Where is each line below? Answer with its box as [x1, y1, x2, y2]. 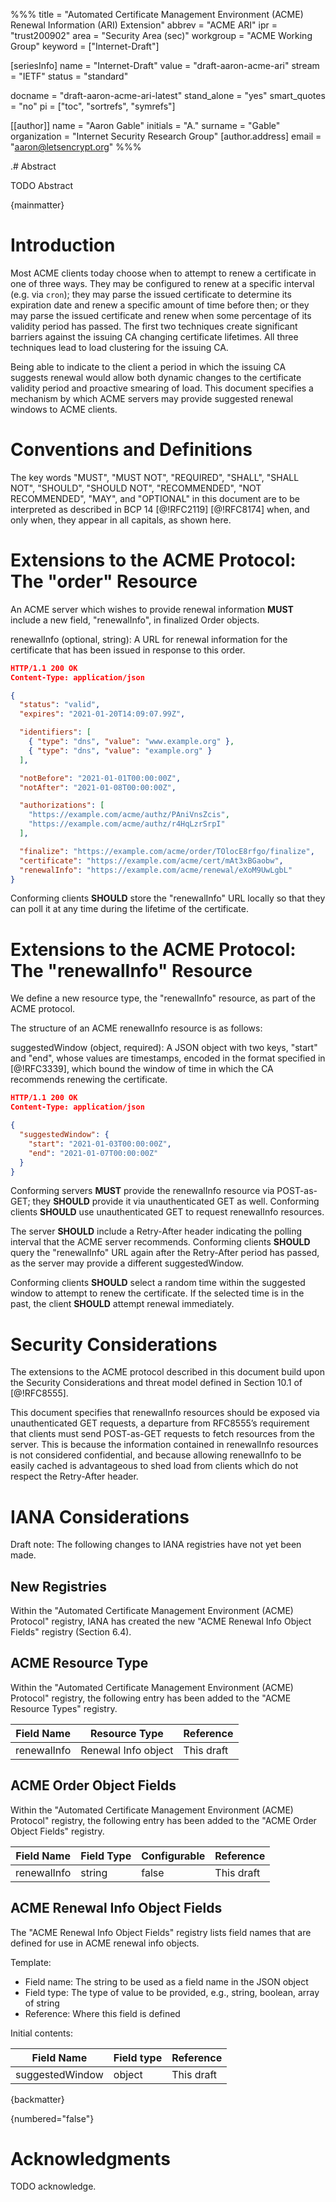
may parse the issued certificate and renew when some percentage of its [10, 309, 312, 321]
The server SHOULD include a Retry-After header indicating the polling [10, 1225, 303, 1238]
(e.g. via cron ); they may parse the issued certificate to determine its [10, 288, 292, 300]
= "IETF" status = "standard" [10, 70, 129, 82]
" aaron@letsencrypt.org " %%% [10, 141, 142, 153]
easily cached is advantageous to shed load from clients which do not [10, 1460, 299, 1472]
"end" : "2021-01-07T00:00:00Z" [28, 1148, 159, 1158]
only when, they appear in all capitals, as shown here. [10, 514, 232, 526]
